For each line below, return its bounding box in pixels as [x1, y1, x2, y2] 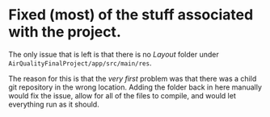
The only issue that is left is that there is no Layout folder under [8, 49, 220, 59]
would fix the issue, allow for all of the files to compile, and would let [8, 90, 236, 100]
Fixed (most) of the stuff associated [8, 6, 254, 24]
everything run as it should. [8, 99, 99, 109]
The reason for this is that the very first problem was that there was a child [8, 73, 257, 83]
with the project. [8, 23, 121, 41]
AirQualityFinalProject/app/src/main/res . [8, 58, 152, 68]
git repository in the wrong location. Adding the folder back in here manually [8, 82, 263, 92]
